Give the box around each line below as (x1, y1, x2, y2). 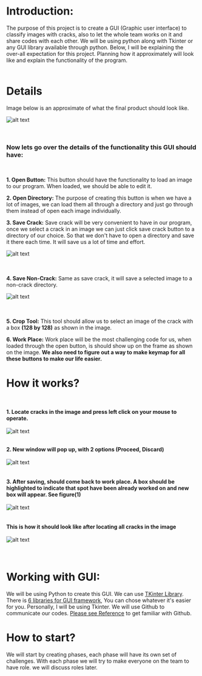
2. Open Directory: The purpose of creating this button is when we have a (6, 194, 192, 201)
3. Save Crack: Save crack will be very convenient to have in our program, (6, 219, 192, 226)
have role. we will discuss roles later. (6, 663, 98, 671)
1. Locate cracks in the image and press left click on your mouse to (6, 408, 177, 416)
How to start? (6, 631, 76, 644)
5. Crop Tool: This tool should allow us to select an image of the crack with (6, 317, 194, 325)
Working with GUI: (6, 570, 100, 584)
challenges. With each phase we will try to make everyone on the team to (6, 657, 189, 664)
